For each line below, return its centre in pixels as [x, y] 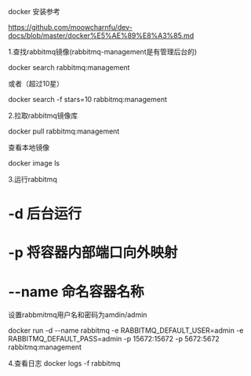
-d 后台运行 [45, 214]
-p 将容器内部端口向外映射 [93, 253]
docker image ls [34, 163]
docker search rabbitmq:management [69, 68]
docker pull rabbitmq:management [64, 131]
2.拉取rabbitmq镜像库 [43, 115]
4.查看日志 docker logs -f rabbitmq [64, 363]
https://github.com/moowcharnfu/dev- [71, 27]
